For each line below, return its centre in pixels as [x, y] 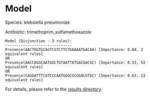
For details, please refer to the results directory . [54, 89]
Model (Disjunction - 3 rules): [38, 41]
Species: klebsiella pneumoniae [37, 22]
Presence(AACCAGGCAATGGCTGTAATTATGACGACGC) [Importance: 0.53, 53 [75, 62]
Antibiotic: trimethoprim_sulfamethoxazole [48, 32]
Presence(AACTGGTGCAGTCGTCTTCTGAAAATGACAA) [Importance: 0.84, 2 [74, 49]
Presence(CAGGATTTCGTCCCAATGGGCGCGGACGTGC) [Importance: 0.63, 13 [75, 75]
